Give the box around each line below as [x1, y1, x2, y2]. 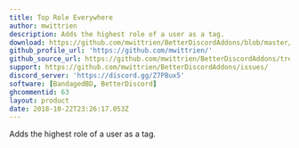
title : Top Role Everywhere [9, 12, 114, 22]
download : [9, 37, 46, 47]
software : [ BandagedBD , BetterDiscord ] [9, 79, 158, 88]
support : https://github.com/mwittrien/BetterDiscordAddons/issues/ [9, 63, 269, 72]
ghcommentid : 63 [9, 87, 69, 96]
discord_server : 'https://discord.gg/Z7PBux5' [9, 71, 185, 80]
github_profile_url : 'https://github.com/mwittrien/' [9, 46, 214, 55]
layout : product [9, 95, 69, 105]
